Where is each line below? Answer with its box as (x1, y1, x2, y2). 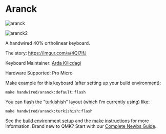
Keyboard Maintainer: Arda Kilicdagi (5, 60, 81, 66)
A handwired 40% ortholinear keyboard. (5, 40, 91, 46)
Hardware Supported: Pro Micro (5, 70, 73, 76)
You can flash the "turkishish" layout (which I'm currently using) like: (5, 99, 150, 105)
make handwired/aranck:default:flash (5, 89, 86, 95)
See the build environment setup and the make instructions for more (5, 118, 150, 124)
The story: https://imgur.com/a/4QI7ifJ (5, 50, 87, 56)
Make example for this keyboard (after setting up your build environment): (5, 80, 161, 86)
